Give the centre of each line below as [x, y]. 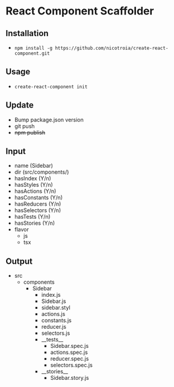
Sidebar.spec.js [70, 346]
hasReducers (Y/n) [38, 204]
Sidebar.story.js [70, 378]
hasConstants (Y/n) [39, 198]
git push [24, 126]
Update [20, 105]
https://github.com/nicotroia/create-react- [112, 48]
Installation [27, 33]
